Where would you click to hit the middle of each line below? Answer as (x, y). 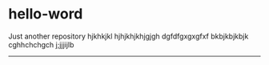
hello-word (46, 14)
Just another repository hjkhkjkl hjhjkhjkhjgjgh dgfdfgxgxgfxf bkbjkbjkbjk (128, 36)
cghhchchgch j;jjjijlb (41, 44)
